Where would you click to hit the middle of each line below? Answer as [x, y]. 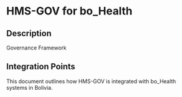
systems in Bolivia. [29, 87]
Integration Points [41, 67]
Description [29, 33]
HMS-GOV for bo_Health [69, 11]
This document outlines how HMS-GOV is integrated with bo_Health [91, 81]
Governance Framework [36, 48]
